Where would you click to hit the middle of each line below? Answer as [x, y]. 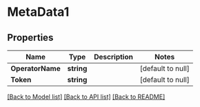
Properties [30, 38]
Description [113, 57]
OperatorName [36, 68]
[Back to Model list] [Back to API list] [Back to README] [86, 97]
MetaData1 [38, 12]
